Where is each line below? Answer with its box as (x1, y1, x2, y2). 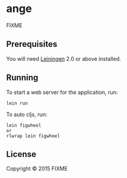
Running (6, 73, 39, 83)
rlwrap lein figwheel (6, 133, 61, 139)
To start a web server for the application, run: (6, 88, 118, 96)
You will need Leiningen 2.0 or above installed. (6, 55, 122, 62)
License (6, 149, 37, 159)
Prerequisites (6, 39, 58, 49)
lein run (6, 100, 28, 106)
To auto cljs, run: (6, 111, 48, 118)
